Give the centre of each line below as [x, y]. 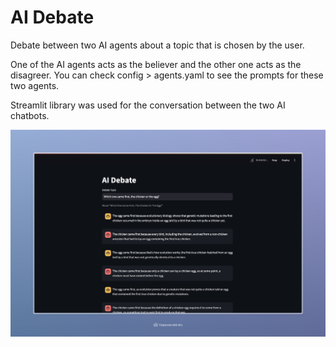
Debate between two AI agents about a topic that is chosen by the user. [157, 45]
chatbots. [30, 115]
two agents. [35, 85]
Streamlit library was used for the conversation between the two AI [148, 105]
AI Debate [52, 17]
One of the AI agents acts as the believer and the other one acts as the [156, 64]
